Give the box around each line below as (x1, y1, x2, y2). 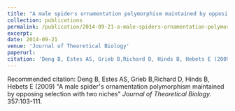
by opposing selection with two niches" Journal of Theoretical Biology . (7, 89, 212, 98)
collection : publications (7, 17, 83, 24)
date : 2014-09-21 (7, 36, 58, 43)
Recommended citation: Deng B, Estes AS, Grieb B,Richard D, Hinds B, (7, 75, 210, 83)
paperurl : (7, 50, 36, 57)
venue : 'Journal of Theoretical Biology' (7, 43, 130, 50)
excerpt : (7, 29, 33, 37)
